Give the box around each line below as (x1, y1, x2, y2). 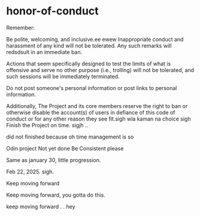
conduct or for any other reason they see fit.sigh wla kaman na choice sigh (6, 115, 191, 122)
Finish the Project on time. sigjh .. (6, 121, 89, 128)
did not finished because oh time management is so (6, 133, 134, 140)
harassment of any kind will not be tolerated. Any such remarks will (6, 42, 172, 49)
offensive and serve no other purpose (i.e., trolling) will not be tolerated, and (6, 66, 195, 73)
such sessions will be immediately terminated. (6, 73, 120, 80)
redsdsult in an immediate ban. (6, 48, 83, 55)
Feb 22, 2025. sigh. (6, 168, 54, 175)
